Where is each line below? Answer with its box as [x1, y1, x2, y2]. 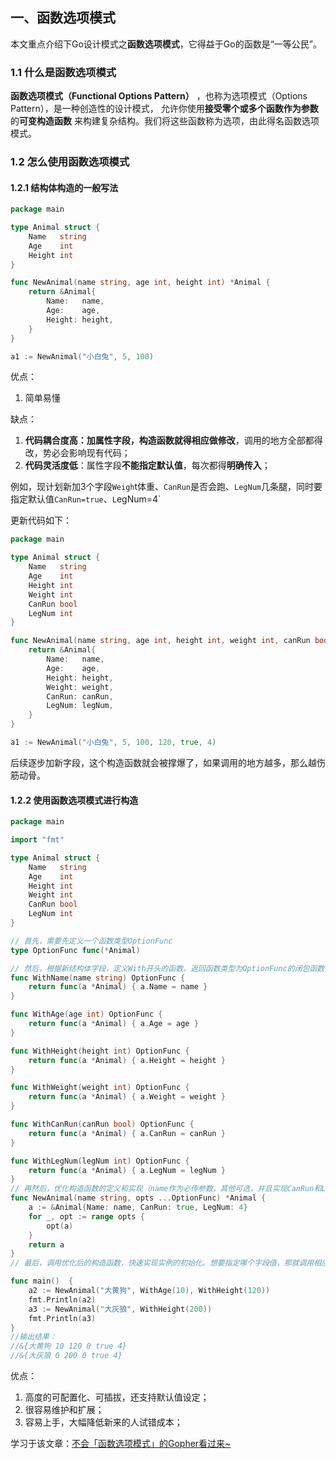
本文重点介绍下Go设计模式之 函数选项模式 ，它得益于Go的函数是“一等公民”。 [10, 38, 323, 50]
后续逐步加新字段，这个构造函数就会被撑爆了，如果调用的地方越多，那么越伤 [10, 756, 326, 768]
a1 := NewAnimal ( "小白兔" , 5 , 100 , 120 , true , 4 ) [10, 738, 217, 748]
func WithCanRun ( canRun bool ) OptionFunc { [10, 1119, 195, 1130]
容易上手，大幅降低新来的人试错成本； [24, 1416, 183, 1428]
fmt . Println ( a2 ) [28, 1294, 97, 1305]
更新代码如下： [10, 514, 72, 527]
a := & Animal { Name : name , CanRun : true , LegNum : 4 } [28, 1203, 248, 1213]
